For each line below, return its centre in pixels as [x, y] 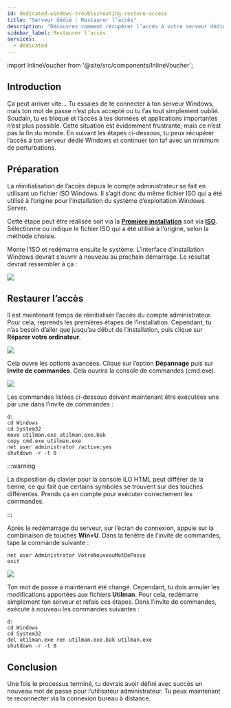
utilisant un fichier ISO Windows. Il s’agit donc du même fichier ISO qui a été [114, 193]
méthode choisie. [32, 236]
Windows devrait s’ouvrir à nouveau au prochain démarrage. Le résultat [109, 257]
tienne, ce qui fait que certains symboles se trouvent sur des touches [105, 486]
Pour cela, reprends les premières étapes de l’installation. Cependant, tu [109, 322]
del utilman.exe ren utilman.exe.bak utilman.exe [80, 640]
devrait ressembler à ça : [42, 264]
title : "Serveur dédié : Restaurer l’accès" [72, 20]
